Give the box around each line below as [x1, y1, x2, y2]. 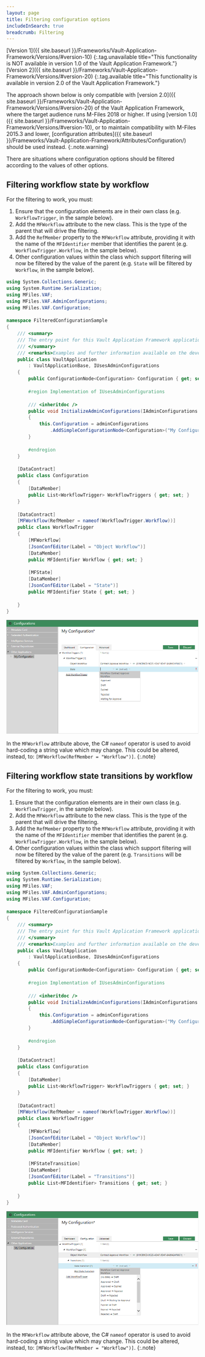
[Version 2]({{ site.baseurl [6, 66, 72, 74]
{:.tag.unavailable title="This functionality [93, 53, 197, 61]
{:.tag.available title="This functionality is [94, 73, 198, 80]
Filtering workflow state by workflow [6, 180, 149, 190]
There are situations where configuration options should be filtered [6, 155, 175, 162]
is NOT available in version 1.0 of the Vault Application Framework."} [6, 60, 178, 67]
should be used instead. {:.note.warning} [6, 143, 109, 151]
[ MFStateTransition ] [28, 1161, 81, 1167]
